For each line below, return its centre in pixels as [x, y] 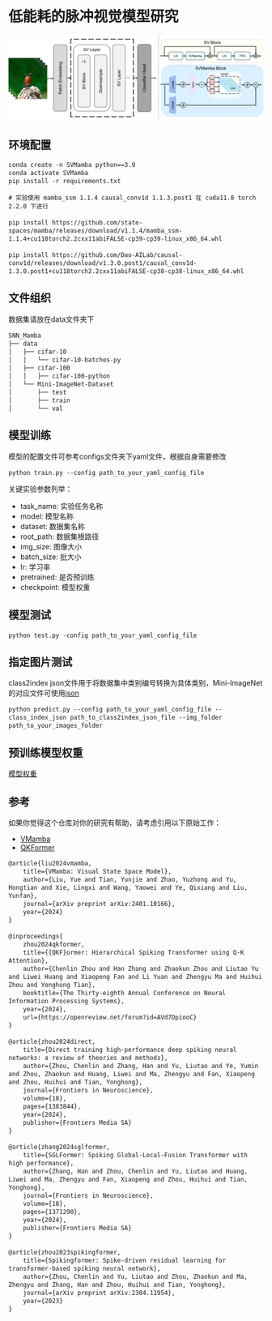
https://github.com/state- [97, 223]
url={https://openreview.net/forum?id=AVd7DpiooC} [110, 1017]
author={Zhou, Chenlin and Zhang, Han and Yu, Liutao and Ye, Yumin [141, 1066]
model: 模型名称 [47, 516]
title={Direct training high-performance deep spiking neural [130, 1050]
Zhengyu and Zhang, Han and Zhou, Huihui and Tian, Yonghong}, [117, 1285]
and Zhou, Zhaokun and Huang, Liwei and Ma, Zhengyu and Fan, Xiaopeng [132, 1074]
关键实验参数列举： [40, 489]
